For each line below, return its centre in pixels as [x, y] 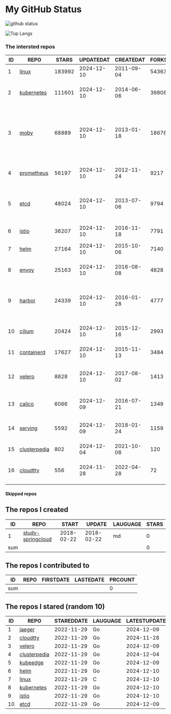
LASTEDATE [90, 580]
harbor [27, 301]
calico [27, 404]
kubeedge [32, 663]
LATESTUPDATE [146, 621]
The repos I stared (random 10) [55, 607]
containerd [33, 352]
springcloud [37, 539]
